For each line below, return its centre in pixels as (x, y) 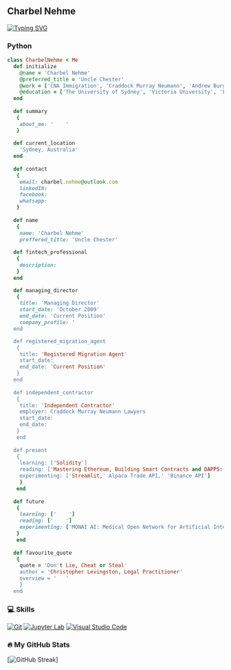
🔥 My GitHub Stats (38, 645)
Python (20, 45)
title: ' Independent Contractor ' (67, 405)
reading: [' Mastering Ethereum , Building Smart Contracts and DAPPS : (121, 469)
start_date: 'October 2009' (59, 309)
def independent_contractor (54, 392)
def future (29, 501)
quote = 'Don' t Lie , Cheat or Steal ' (74, 566)
